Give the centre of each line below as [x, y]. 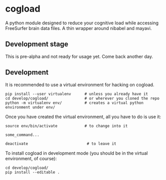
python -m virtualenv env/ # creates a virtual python [74, 103]
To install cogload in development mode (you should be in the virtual [77, 153]
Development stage [37, 44]
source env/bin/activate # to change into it [67, 126]
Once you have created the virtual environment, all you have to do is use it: [83, 117]
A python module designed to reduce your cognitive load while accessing [82, 23]
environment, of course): [31, 158]
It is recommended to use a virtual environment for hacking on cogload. [80, 85]
